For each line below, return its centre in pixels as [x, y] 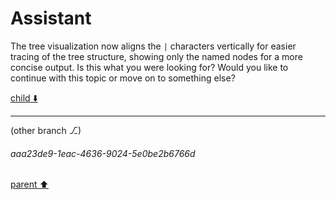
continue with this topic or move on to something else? [123, 78]
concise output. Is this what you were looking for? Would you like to [149, 67]
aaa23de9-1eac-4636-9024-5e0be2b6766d [103, 153]
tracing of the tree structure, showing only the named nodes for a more [156, 56]
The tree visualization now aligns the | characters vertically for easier [153, 46]
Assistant [51, 18]
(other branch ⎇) [46, 130]
